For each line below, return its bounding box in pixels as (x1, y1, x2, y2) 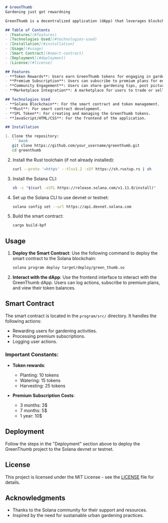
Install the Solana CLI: (12, 176, 57, 182)
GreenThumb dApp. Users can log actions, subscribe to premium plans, (12, 279, 160, 286)
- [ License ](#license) (5, 60, 52, 65)
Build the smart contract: (12, 213, 63, 219)
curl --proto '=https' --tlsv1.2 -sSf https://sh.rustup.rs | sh (12, 166, 151, 172)
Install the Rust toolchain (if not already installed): (12, 157, 114, 163)
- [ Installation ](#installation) (5, 42, 75, 47)
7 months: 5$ (19, 408, 47, 414)
